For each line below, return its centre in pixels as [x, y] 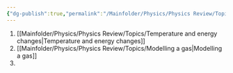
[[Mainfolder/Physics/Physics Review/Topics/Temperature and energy [117, 33]
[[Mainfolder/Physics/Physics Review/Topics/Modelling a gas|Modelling [119, 48]
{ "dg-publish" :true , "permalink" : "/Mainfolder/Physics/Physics [98, 14]
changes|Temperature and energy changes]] [81, 41]
